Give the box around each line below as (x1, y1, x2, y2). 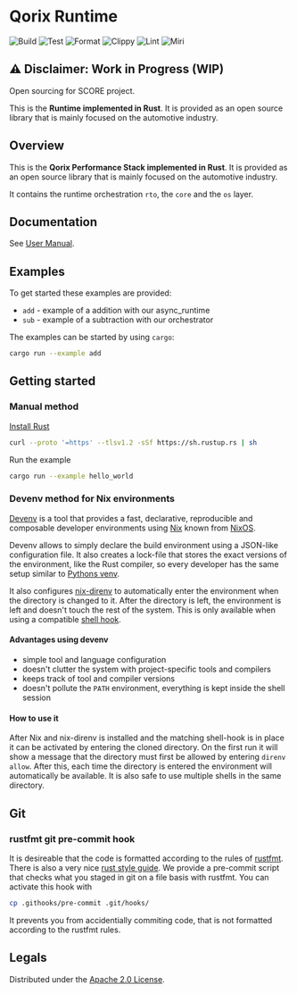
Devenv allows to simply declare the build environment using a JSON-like (9, 539, 279, 550)
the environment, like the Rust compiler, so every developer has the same (9, 558, 279, 569)
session (21, 692, 52, 703)
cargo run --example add (9, 349, 102, 358)
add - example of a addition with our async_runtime (21, 305, 210, 316)
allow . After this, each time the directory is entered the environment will (9, 761, 272, 772)
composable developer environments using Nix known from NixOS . (9, 522, 256, 533)
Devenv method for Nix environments (9, 493, 176, 505)
